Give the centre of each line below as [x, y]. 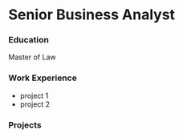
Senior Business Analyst [91, 15]
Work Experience [43, 78]
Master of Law [32, 57]
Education [29, 40]
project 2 [35, 104]
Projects [25, 124]
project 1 [34, 95]
